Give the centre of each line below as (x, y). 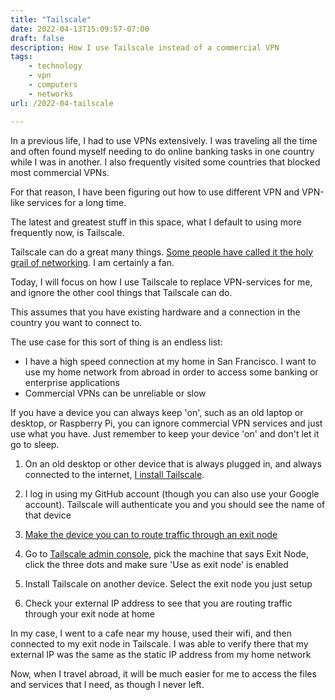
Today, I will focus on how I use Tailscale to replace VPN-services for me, (161, 282)
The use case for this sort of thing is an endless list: (116, 342)
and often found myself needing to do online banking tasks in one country (162, 151)
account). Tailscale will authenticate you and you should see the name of (175, 504)
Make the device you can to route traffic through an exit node (151, 534)
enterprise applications (72, 382)
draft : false (37, 38)
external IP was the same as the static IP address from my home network (161, 654)
